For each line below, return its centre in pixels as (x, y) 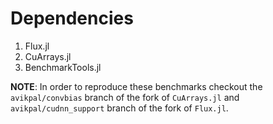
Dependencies (72, 18)
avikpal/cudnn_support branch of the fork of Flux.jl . (119, 108)
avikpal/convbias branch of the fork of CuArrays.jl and (125, 97)
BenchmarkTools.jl (63, 67)
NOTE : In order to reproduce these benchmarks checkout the (136, 86)
